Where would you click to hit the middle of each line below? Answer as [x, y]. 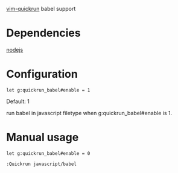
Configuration [42, 74]
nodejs [15, 49]
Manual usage [43, 137]
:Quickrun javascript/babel [42, 164]
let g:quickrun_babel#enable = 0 [48, 153]
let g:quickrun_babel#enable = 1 [48, 90]
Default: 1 [18, 101]
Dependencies [43, 33]
